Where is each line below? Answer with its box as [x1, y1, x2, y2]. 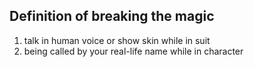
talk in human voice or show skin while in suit [23, 34, 211, 46]
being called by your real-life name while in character [23, 45, 244, 57]
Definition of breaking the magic [9, 8, 215, 25]
